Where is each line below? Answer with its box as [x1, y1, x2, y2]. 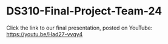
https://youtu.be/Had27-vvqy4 [6, 30, 83, 37]
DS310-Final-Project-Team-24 [6, 4, 163, 18]
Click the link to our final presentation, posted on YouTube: [6, 24, 153, 31]
